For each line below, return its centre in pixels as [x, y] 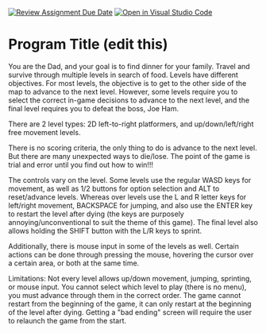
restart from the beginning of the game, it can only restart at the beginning [130, 304]
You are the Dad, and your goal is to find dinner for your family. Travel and [129, 66]
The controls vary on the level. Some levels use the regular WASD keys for [130, 180]
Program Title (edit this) [88, 45]
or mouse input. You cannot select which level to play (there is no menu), [127, 287]
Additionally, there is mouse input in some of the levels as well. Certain [124, 246]
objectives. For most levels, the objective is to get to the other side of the [127, 83]
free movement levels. [44, 132]
